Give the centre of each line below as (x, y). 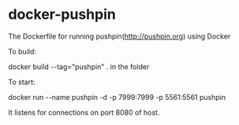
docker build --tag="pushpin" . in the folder (79, 66)
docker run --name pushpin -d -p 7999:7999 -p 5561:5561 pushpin (117, 97)
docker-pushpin (62, 15)
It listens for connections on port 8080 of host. (84, 112)
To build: (22, 51)
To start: (22, 82)
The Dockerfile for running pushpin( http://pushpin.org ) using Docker (119, 36)
